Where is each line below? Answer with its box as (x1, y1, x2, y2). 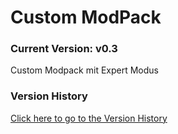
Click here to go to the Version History (10, 112, 168, 124)
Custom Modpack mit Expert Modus (10, 64, 159, 76)
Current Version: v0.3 (10, 42, 118, 56)
